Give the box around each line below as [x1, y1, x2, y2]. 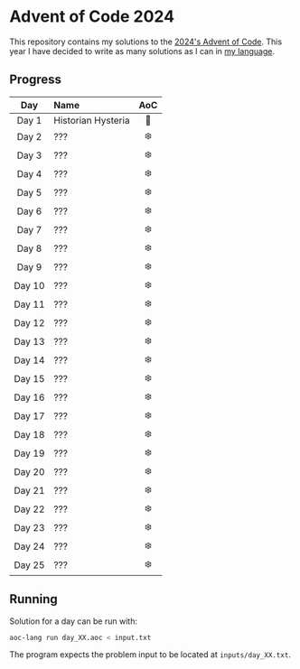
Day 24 [14, 540, 45, 553]
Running [9, 591, 59, 607]
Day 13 [14, 336, 45, 348]
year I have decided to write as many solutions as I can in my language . [9, 45, 276, 56]
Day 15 [14, 373, 45, 386]
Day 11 [14, 298, 45, 311]
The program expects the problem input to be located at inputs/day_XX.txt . [9, 649, 292, 660]
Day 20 [14, 466, 45, 479]
